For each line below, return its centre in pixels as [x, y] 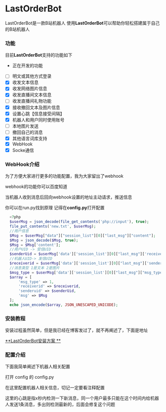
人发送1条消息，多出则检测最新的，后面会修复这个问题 [60, 405]
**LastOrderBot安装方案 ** [33, 341]
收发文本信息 [25, 82]
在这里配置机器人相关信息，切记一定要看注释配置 [55, 388]
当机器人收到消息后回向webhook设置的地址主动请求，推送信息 [69, 197]
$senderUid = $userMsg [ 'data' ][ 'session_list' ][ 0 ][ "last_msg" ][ [77, 254]
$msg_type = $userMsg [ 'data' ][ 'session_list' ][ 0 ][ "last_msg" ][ [76, 273]
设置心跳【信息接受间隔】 [38, 113]
